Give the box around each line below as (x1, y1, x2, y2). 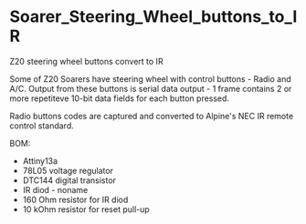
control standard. (9, 120, 75, 131)
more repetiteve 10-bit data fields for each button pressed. (9, 93, 230, 104)
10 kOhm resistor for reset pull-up (22, 203, 151, 215)
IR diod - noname (22, 184, 89, 195)
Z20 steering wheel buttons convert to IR (9, 56, 164, 66)
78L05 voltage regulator (22, 165, 114, 176)
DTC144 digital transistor (22, 175, 117, 186)
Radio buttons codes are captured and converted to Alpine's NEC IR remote (9, 110, 294, 121)
